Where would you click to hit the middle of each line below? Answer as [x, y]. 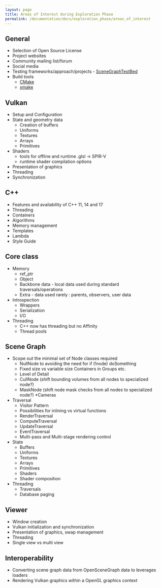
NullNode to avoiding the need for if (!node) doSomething [78, 364]
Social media [25, 66]
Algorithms [23, 220]
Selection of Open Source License [47, 51]
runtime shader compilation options [56, 161]
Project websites [29, 56]
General [18, 39]
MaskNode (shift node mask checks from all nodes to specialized [86, 390]
